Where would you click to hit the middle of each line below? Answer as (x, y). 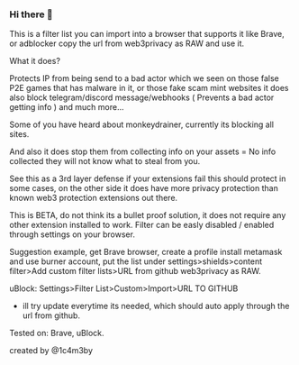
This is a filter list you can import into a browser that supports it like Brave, (147, 34)
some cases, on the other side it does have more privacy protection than (144, 188)
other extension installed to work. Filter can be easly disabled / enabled (142, 225)
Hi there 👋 (32, 14)
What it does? (35, 61)
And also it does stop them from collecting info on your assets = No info (143, 151)
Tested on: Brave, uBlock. (57, 333)
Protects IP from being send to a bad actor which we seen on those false (144, 78)
